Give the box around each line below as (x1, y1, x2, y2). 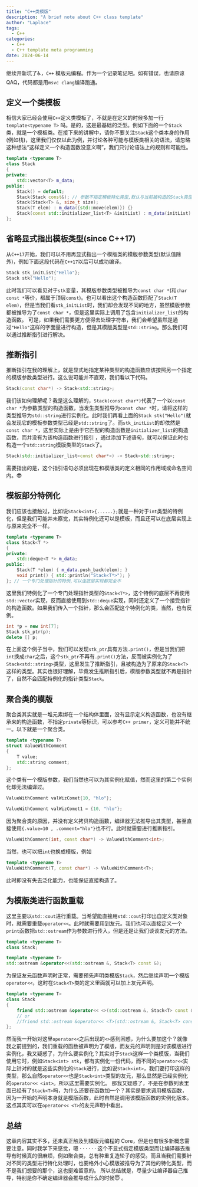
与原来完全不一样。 (6, 522, 53, 529)
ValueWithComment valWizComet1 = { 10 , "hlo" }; (6, 806, 123, 812)
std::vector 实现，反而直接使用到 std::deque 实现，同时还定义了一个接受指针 (6, 596, 191, 604)
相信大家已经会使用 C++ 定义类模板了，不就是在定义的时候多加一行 (6, 114, 164, 122)
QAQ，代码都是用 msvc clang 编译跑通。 (6, 78, 101, 86)
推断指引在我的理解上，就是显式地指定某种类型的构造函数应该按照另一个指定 (6, 366, 192, 373)
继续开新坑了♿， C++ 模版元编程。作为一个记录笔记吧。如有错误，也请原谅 (6, 69, 184, 77)
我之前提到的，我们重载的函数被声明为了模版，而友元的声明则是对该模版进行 (6, 1042, 192, 1050)
